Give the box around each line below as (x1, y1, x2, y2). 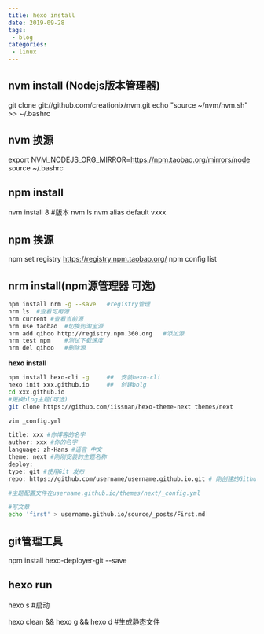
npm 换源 (8, 233, 54, 246)
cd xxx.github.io (8, 388, 65, 396)
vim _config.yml (8, 417, 61, 425)
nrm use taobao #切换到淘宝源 (8, 322, 104, 330)
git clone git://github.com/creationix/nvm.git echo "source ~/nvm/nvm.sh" (8, 100, 248, 110)
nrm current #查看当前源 (8, 315, 84, 323)
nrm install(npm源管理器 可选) (8, 279, 156, 292)
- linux (11, 48, 37, 56)
